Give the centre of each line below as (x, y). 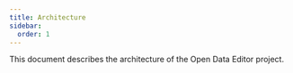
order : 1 (34, 34)
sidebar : (26, 26)
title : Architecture (48, 17)
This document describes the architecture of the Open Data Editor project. (147, 60)
